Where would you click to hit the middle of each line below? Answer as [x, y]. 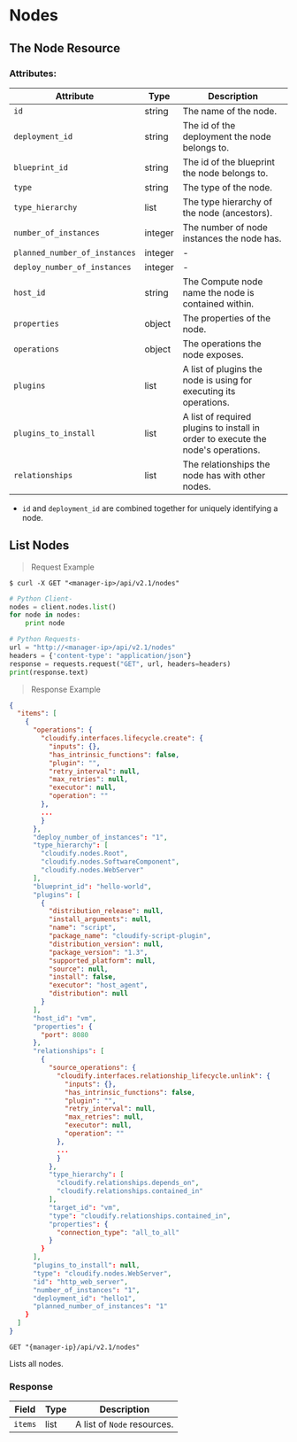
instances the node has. [232, 238]
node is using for [217, 380]
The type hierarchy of [227, 202]
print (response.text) [49, 672]
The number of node [225, 227]
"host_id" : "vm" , [65, 1018]
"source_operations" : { [92, 1068]
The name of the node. [229, 111]
